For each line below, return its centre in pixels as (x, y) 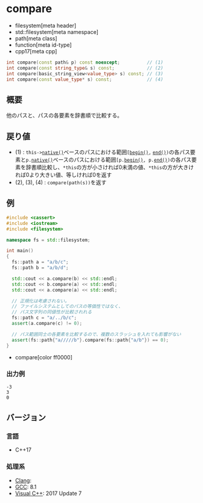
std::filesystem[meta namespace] (56, 32)
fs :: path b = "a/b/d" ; (40, 268)
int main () (20, 251)
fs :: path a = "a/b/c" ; (40, 262)
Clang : (23, 480)
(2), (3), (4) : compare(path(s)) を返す (61, 182)
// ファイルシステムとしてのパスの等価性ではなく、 (67, 307)
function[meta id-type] (43, 45)
